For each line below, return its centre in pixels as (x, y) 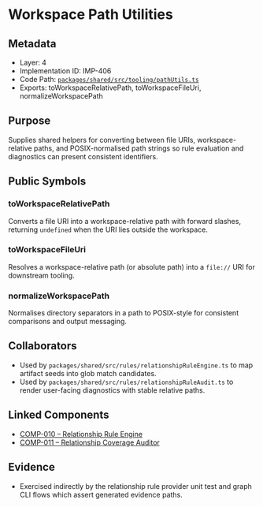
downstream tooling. (41, 275)
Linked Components (59, 415)
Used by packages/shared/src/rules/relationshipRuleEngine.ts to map (136, 365)
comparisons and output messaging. (68, 322)
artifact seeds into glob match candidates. (88, 373)
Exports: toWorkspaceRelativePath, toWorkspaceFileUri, (110, 88)
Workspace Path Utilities (91, 15)
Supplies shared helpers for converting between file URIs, (102, 140)
